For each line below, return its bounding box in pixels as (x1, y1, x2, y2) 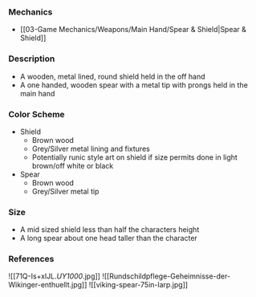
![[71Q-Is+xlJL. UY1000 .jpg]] (8, 271, 100, 281)
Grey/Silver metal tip (31, 186, 100, 196)
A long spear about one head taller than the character (19, 234, 198, 243)
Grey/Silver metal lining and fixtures (31, 144, 150, 153)
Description (8, 53, 55, 64)
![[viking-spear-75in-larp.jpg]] (88, 280, 189, 290)
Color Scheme (8, 108, 66, 120)
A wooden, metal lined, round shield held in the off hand (19, 71, 206, 81)
